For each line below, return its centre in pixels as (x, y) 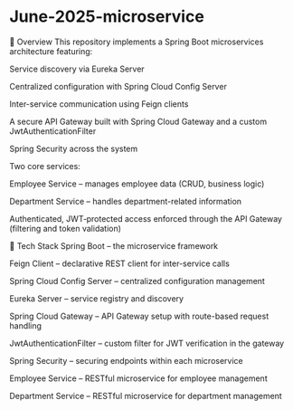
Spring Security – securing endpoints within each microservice (127, 360)
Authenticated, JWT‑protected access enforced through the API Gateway (146, 218)
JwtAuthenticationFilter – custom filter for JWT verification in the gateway (147, 343)
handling (26, 325)
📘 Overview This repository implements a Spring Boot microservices (137, 42)
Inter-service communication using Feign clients (99, 104)
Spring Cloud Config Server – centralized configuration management (137, 281)
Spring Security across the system (74, 148)
